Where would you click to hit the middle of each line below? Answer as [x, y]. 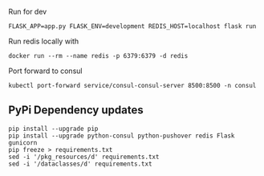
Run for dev [28, 12]
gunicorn [23, 143]
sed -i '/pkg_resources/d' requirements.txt [84, 157]
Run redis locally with [44, 41]
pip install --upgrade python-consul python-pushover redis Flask [122, 136]
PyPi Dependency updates [76, 111]
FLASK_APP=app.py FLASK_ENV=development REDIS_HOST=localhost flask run [132, 27]
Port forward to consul [45, 71]
